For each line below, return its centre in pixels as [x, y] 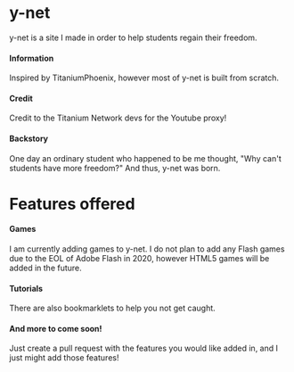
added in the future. [45, 268]
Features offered [72, 204]
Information [32, 58]
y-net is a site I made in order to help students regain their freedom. [133, 37]
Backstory [29, 138]
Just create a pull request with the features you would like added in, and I [144, 348]
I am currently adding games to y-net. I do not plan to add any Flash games [147, 249]
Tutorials [26, 288]
